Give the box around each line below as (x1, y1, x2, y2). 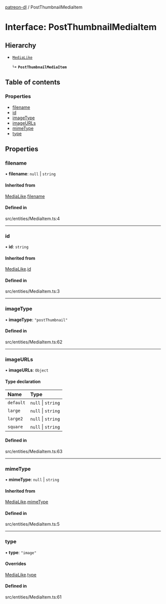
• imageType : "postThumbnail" (5, 317, 68, 323)
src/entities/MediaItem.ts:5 (5, 521, 60, 527)
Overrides (5, 561, 26, 567)
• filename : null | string (5, 171, 56, 177)
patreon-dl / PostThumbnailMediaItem (5, 4, 83, 10)
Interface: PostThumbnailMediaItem (5, 22, 157, 33)
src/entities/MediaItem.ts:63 (5, 448, 63, 454)
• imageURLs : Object (5, 367, 48, 373)
